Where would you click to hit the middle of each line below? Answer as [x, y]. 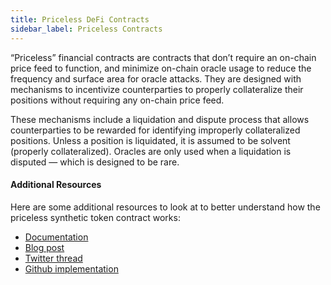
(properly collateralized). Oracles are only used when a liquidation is [151, 151]
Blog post [44, 247]
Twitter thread [53, 258]
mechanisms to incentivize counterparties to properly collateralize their [157, 89]
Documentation [56, 237]
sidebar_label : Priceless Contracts [86, 29]
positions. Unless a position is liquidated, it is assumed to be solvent [150, 140]
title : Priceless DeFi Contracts [80, 19]
